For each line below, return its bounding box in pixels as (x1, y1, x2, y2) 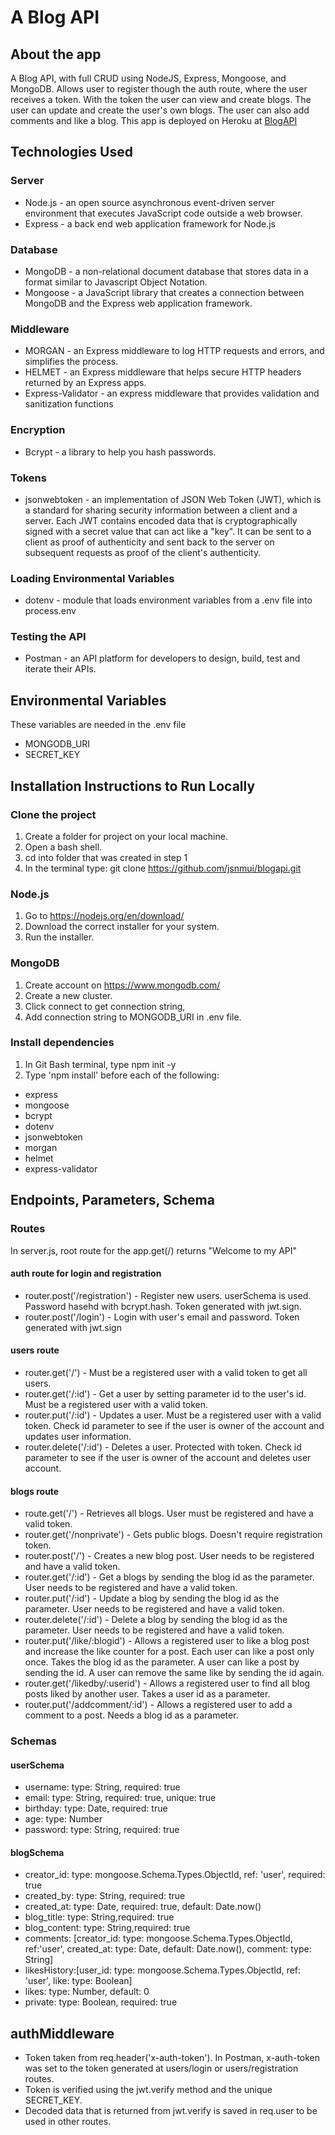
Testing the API (10, 630, 87, 644)
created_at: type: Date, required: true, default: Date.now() (24, 1901, 262, 1913)
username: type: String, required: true (24, 1781, 181, 1793)
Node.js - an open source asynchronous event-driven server (24, 196, 275, 208)
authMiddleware (10, 2025, 115, 2042)
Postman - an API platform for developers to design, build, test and (24, 652, 301, 665)
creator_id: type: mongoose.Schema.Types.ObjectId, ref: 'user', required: (24, 1869, 326, 1881)
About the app (10, 46, 102, 63)
